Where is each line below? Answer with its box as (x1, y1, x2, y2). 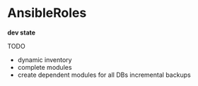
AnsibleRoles (7, 5, 87, 21)
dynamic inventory (17, 55, 72, 64)
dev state (7, 28, 36, 37)
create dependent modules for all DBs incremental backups (17, 70, 191, 79)
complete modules (17, 63, 72, 71)
